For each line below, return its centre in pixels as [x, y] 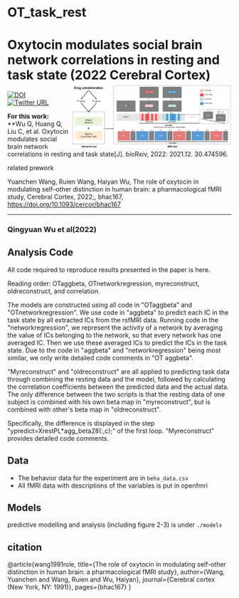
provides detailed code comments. [58, 438]
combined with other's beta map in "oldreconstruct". [84, 409]
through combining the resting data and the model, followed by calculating [116, 379]
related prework [31, 168]
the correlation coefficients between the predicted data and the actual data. [118, 387]
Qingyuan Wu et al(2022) [52, 230]
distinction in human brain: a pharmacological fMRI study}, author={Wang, [116, 572]
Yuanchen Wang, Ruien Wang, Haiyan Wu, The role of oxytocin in [103, 182]
